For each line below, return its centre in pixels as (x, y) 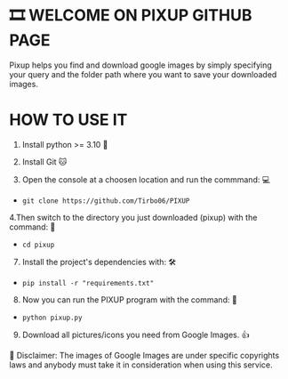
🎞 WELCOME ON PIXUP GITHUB (131, 16)
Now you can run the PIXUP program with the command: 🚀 (129, 299)
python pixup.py (52, 318)
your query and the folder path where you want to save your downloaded (143, 74)
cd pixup (38, 245)
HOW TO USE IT (68, 120)
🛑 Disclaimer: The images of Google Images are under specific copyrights (144, 355)
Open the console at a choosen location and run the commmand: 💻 (146, 179)
